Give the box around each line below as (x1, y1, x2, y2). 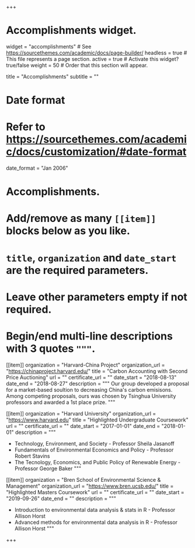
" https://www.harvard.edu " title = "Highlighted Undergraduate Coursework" (6, 416, 189, 423)
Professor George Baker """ (14, 465, 82, 472)
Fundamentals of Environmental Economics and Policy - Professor (14, 446, 174, 453)
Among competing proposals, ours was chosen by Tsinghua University (6, 392, 176, 399)
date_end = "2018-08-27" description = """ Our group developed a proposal (6, 380, 190, 387)
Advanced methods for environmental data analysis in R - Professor (14, 519, 178, 526)
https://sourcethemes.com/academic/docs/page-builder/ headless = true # (6, 49, 187, 56)
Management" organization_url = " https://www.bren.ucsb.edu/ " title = (6, 482, 174, 489)
